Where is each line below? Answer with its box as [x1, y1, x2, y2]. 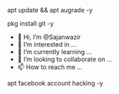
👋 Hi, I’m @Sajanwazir [17, 33, 81, 41]
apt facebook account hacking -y [7, 79, 104, 87]
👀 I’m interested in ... [17, 40, 77, 48]
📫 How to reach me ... [17, 63, 83, 71]
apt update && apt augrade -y [7, 6, 93, 14]
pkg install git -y [7, 19, 54, 27]
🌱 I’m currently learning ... [17, 48, 92, 56]
